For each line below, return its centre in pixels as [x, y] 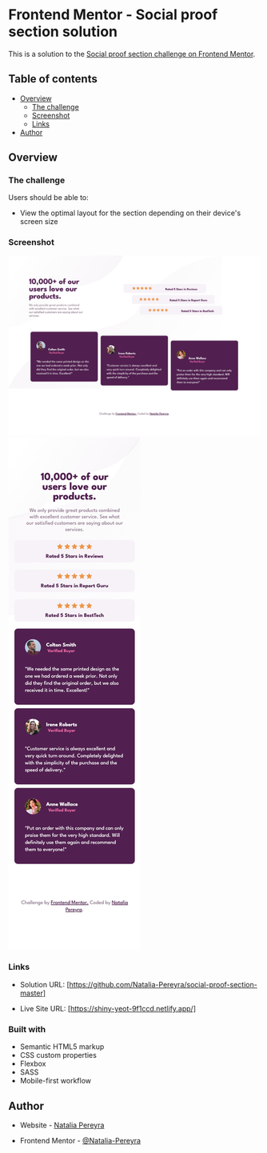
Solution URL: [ [44, 984]
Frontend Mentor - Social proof [113, 15]
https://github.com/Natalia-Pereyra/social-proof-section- [163, 984]
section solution [63, 32]
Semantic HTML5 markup [62, 1047]
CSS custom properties [58, 1055]
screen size [39, 222]
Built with [27, 1029]
